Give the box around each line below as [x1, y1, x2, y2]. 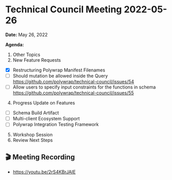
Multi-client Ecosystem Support [12, 116, 80, 122]
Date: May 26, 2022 [5, 31, 48, 38]
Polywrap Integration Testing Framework [12, 121, 99, 128]
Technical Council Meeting [5, 4, 122, 15]
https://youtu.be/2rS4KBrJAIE [12, 169, 76, 175]
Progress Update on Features [12, 100, 75, 106]
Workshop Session [12, 132, 53, 138]
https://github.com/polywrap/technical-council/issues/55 [12, 90, 135, 96]
